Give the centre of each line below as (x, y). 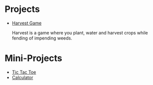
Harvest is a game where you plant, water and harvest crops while (80, 32)
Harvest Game (27, 23)
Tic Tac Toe (24, 72)
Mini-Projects (34, 58)
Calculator (22, 77)
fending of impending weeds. (42, 38)
